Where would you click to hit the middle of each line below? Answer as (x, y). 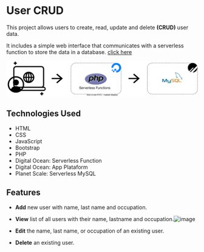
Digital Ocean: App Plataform (51, 167)
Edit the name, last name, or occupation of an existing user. (90, 231)
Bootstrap (27, 148)
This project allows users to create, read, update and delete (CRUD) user (97, 27)
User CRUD (35, 11)
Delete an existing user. (45, 242)
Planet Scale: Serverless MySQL (55, 173)
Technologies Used (43, 114)
